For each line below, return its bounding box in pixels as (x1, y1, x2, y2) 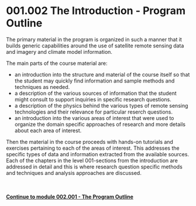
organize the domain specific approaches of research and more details (14, 121, 186, 128)
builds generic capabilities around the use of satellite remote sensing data (6, 42, 184, 49)
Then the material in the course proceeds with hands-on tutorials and (6, 138, 174, 145)
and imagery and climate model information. (6, 48, 113, 55)
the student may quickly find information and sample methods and (14, 77, 175, 84)
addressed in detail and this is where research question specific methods (6, 163, 183, 170)
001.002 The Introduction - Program (6, 4, 186, 18)
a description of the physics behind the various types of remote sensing (14, 102, 188, 109)
